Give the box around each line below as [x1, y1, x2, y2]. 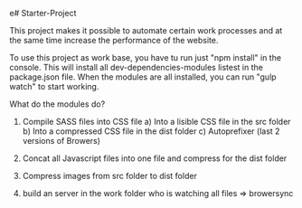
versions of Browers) [22, 136, 101, 146]
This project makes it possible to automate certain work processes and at [9, 25, 283, 35]
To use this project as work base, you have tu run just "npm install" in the [9, 52, 282, 62]
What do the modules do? [9, 99, 106, 109]
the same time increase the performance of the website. [9, 35, 219, 45]
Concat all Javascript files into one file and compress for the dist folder [22, 153, 288, 164]
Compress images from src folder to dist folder [22, 171, 197, 181]
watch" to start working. [9, 81, 99, 91]
